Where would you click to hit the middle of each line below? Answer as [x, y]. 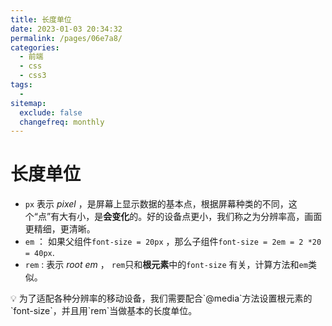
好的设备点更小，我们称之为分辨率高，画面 [234, 217]
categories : [35, 47]
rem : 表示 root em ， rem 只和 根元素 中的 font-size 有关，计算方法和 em [166, 265]
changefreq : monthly [62, 122]
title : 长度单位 [41, 19]
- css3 [33, 76]
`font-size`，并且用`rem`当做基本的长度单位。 [104, 311]
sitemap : [28, 103]
